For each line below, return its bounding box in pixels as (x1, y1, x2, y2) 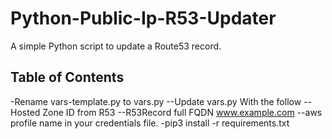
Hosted (10, 106, 41, 118)
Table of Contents (10, 69, 125, 86)
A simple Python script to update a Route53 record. (10, 40, 222, 52)
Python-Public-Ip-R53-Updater (10, 7, 277, 30)
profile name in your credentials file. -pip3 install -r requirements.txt (10, 117, 290, 129)
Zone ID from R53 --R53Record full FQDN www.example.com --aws (42, 106, 323, 118)
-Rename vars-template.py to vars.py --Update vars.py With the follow (10, 95, 302, 107)
